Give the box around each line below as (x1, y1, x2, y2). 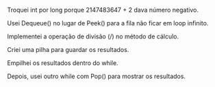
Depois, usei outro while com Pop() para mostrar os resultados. (7, 72, 186, 80)
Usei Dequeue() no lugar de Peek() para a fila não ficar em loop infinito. (7, 19, 209, 27)
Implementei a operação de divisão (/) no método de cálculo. (7, 32, 179, 40)
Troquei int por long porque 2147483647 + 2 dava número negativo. (7, 6, 199, 14)
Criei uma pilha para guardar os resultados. (7, 46, 129, 53)
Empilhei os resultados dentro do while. (7, 59, 118, 67)
